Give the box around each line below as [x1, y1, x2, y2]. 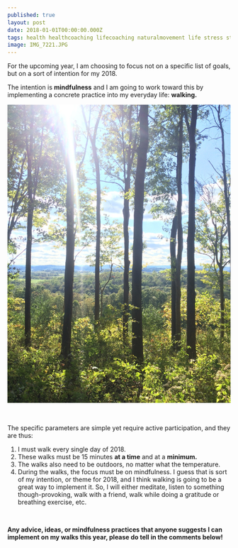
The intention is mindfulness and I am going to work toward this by [7, 83, 204, 92]
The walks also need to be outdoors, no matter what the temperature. [17, 460, 221, 468]
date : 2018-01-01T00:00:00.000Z [7, 26, 103, 33]
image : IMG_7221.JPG [7, 41, 69, 49]
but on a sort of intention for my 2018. [7, 70, 118, 78]
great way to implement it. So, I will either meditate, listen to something [17, 483, 225, 491]
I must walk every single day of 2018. [17, 445, 126, 454]
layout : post [7, 18, 46, 26]
